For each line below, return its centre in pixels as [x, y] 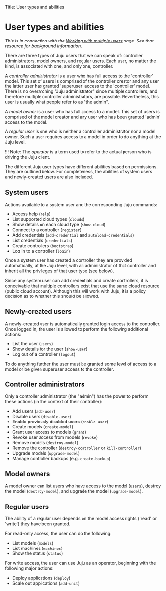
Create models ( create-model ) [42, 427]
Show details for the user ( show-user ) [50, 349]
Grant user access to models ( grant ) [49, 432]
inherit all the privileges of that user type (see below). [60, 271]
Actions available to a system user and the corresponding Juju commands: [81, 204]
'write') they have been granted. [38, 524]
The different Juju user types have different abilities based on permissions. [82, 166]
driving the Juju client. [28, 157]
